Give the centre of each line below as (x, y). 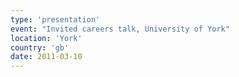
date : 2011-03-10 (46, 57)
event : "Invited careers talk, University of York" (120, 29)
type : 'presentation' (55, 19)
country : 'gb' (40, 47)
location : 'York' (46, 38)
